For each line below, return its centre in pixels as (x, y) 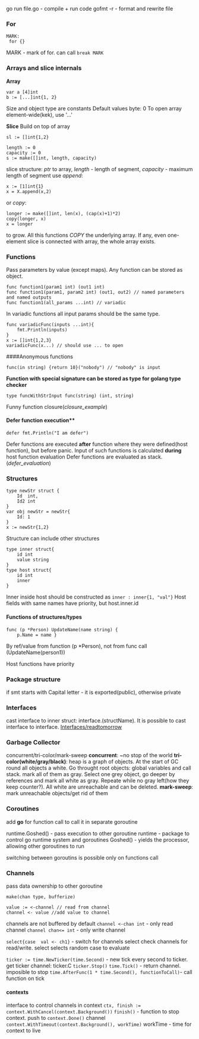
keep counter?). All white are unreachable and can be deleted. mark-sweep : (100, 787)
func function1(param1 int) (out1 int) (56, 287)
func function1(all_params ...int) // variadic (66, 303)
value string (33, 560)
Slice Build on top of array (38, 126)
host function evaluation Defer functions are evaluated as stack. (84, 457)
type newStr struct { (33, 491)
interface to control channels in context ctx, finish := (74, 1005)
